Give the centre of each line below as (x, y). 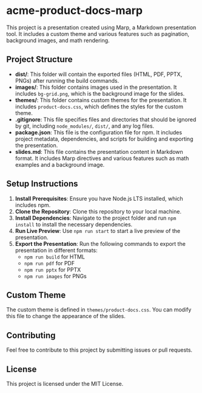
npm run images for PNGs (55, 276)
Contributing (31, 335)
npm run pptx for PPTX (52, 270)
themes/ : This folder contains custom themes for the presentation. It (101, 100)
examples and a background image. (60, 164)
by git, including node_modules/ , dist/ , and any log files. (85, 126)
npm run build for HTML (54, 257)
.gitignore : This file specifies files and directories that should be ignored (106, 119)
